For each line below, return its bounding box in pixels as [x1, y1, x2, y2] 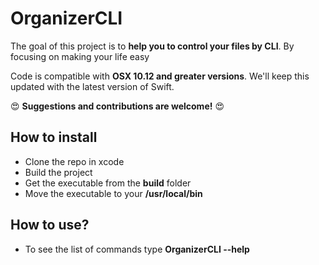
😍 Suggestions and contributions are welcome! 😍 [10, 100, 225, 112]
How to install [10, 129, 98, 146]
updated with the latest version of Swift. [10, 80, 175, 92]
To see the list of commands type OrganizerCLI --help [24, 243, 250, 255]
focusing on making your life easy [10, 50, 150, 62]
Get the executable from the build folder [24, 177, 192, 189]
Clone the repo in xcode [24, 155, 125, 167]
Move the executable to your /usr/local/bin [24, 187, 203, 199]
